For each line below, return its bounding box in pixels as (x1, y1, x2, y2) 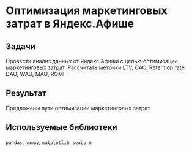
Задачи (6, 41, 36, 51)
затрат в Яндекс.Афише (6, 17, 135, 31)
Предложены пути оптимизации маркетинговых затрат (6, 104, 150, 112)
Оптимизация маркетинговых (6, 4, 168, 18)
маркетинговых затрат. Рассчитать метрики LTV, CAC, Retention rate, (6, 64, 186, 71)
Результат (6, 88, 47, 99)
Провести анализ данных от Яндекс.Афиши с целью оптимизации (6, 58, 178, 64)
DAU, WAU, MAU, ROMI (6, 70, 65, 77)
